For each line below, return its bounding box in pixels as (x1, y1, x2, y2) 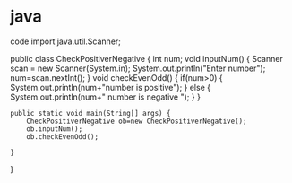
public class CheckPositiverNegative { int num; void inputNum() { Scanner (10, 53, 283, 64)
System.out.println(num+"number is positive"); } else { (10, 82, 211, 92)
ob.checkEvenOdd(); (26, 132, 99, 141)
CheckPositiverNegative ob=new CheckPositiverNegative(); (26, 117, 247, 126)
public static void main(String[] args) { (10, 109, 171, 118)
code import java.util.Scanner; (10, 36, 122, 47)
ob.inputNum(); (26, 124, 83, 134)
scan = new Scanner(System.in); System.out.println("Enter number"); (10, 63, 266, 74)
